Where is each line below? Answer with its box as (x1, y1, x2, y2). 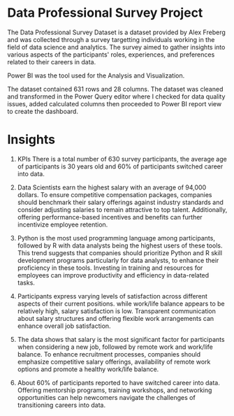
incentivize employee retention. (17, 220, 108, 229)
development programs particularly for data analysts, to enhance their (17, 256, 219, 264)
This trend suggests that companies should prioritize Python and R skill (17, 248, 222, 257)
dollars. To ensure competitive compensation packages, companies (17, 190, 212, 199)
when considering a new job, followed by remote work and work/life (17, 343, 213, 351)
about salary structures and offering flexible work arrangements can (17, 314, 214, 322)
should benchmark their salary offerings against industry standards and (17, 198, 224, 206)
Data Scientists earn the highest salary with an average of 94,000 (17, 183, 207, 192)
